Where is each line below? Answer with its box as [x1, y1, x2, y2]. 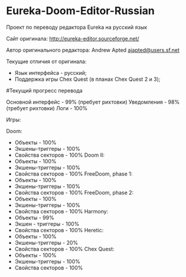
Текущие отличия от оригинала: [6, 58, 87, 65]
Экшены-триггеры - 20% [14, 239, 79, 246]
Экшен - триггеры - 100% [14, 220, 80, 227]
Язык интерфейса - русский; [14, 69, 87, 76]
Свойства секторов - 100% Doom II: [14, 151, 105, 159]
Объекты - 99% [14, 214, 54, 221]
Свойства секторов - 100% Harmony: [14, 207, 109, 215]
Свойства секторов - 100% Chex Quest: [14, 245, 115, 252]
